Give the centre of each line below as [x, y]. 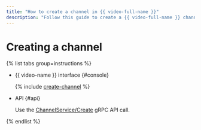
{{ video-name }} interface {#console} [62, 75]
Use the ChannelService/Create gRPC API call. [72, 110]
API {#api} [28, 98]
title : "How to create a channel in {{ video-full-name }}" [83, 12]
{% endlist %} [23, 122]
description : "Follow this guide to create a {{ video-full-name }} [93, 17]
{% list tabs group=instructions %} [49, 64]
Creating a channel [54, 47]
